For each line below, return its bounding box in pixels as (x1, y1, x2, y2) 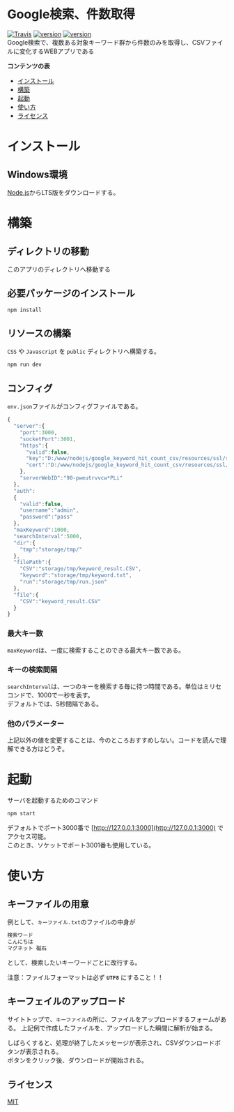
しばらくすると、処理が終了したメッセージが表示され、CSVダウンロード (7, 1039, 215, 1047)
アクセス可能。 (7, 832, 50, 840)
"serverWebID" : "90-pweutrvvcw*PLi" (19, 475, 123, 482)
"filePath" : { (13, 559, 52, 566)
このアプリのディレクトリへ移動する (7, 265, 111, 273)
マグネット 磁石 (7, 944, 47, 951)
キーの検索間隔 (7, 665, 58, 674)
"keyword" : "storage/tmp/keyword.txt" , (19, 572, 132, 579)
